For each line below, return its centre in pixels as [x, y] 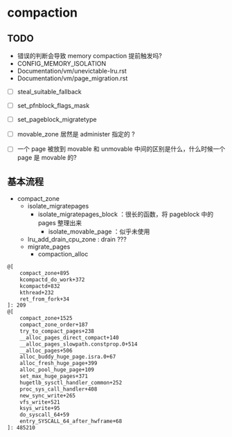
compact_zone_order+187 [54, 325]
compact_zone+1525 [46, 319]
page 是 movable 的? [47, 158]
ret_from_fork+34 [45, 299]
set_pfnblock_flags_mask [53, 106]
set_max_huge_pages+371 [54, 376]
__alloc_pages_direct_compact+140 [69, 337]
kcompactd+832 [40, 286]
